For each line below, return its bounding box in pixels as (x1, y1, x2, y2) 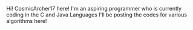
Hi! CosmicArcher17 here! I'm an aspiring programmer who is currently (6, 5, 182, 12)
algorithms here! (6, 18, 47, 24)
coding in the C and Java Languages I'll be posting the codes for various (6, 11, 188, 18)
